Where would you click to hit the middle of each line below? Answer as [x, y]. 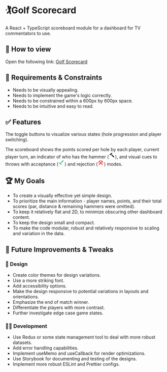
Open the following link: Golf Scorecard [46, 62]
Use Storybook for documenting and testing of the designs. [75, 359]
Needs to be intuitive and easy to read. [53, 106]
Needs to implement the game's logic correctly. [62, 95]
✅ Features [23, 122]
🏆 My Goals [25, 181]
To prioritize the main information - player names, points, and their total [87, 201]
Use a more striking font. [38, 280]
